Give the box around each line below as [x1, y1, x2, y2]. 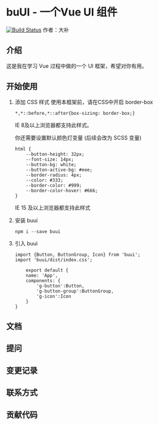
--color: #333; [26, 177, 64, 183]
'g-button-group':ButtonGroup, [36, 288, 114, 294]
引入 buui [14, 239, 38, 247]
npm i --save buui [14, 229, 61, 235]
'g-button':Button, [36, 283, 85, 289]
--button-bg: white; [26, 161, 77, 167]
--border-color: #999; [26, 182, 82, 188]
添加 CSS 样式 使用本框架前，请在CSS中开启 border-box [14, 98, 154, 105]
